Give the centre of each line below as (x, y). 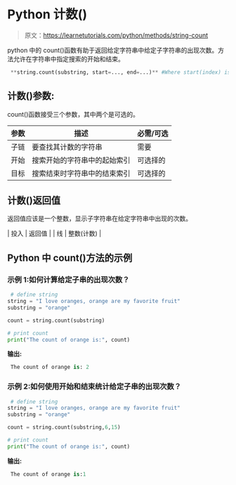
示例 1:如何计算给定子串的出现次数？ (68, 280)
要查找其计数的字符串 (67, 147)
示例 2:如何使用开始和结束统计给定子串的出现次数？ (94, 387)
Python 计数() (47, 14)
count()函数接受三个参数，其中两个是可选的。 (73, 114)
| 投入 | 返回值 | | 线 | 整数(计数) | (54, 233)
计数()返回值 (34, 201)
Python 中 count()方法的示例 (70, 258)
